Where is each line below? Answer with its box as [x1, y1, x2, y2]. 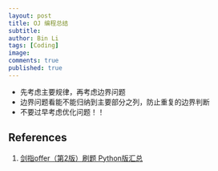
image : [8, 49, 30, 57]
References [8, 131, 67, 145]
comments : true [8, 57, 59, 65]
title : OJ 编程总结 [8, 19, 69, 27]
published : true [8, 64, 63, 72]
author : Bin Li [8, 34, 59, 43]
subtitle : [8, 26, 42, 35]
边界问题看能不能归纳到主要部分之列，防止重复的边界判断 [19, 97, 210, 107]
